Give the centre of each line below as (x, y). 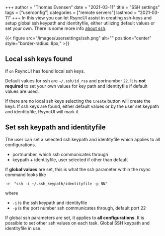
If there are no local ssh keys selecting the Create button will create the (78, 101)
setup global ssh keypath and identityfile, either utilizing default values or (80, 23)
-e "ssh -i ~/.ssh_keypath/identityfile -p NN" (56, 184)
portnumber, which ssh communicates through (60, 154)
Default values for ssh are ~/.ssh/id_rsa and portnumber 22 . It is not (76, 81)
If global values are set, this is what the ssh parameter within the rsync (78, 169)
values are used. (22, 91)
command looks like (26, 175)
